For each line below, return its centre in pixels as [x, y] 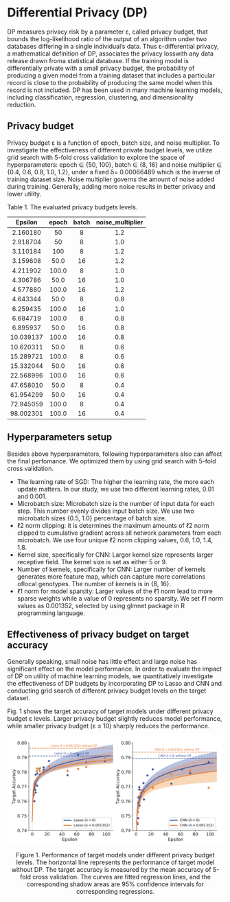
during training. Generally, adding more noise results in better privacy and [112, 186]
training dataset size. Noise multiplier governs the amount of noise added [111, 179]
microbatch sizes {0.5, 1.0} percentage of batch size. [92, 518]
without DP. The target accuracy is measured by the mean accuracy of [111, 870]
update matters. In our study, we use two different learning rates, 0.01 [115, 489]
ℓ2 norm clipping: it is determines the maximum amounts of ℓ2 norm [113, 525]
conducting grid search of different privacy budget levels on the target [107, 691]
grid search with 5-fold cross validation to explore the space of [96, 157]
